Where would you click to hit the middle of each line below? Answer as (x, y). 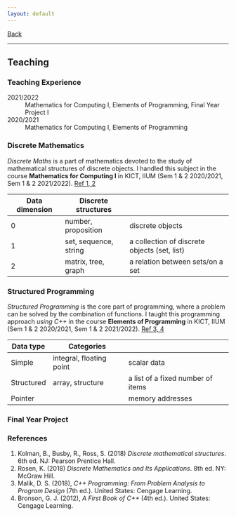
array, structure (78, 382)
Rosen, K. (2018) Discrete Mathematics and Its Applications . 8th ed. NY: (122, 469)
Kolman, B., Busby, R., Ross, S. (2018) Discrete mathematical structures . (122, 454)
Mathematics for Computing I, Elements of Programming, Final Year (122, 105)
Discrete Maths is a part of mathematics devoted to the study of (100, 161)
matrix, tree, (85, 262)
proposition (84, 230)
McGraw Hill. (36, 476)
